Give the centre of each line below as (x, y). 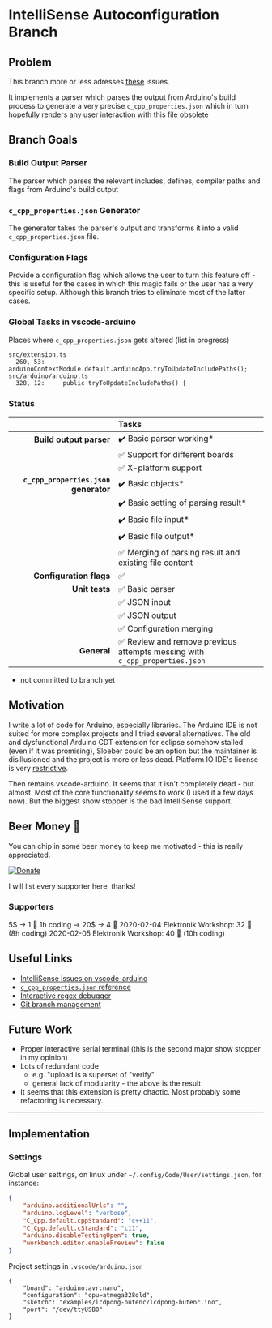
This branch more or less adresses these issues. (89, 81)
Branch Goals (43, 140)
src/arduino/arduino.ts (49, 376)
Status (21, 403)
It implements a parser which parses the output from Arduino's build (122, 97)
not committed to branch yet (68, 679)
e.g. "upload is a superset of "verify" (93, 1075)
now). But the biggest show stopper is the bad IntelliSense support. (121, 801)
